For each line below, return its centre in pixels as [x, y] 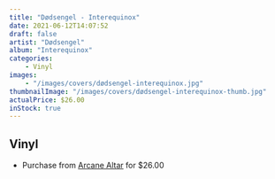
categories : [31, 58]
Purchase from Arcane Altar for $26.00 [93, 166]
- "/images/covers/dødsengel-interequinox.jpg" [114, 83]
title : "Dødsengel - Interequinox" [75, 17]
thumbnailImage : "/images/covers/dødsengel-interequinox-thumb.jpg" [138, 91]
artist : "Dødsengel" [47, 42]
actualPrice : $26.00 [47, 100]
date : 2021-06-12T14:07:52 [59, 26]
